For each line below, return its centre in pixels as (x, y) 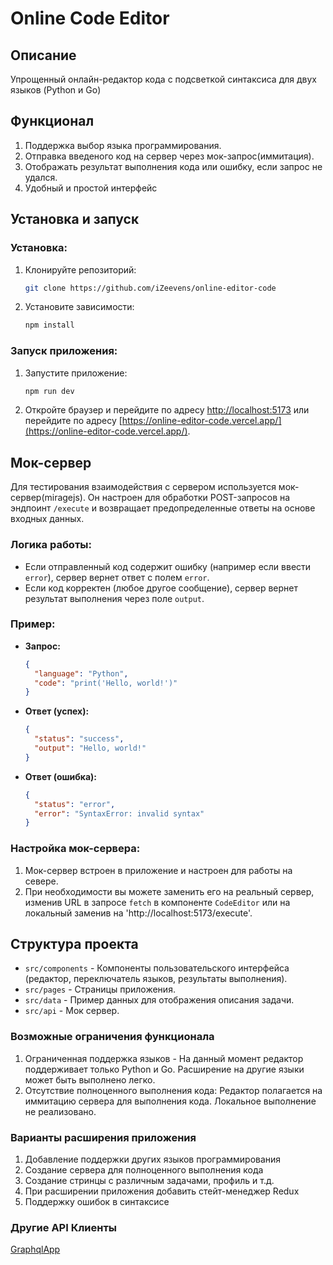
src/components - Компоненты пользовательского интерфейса (157, 968)
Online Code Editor (90, 18)
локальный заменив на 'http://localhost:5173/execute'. (138, 913)
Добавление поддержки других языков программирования (153, 1159)
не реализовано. (60, 1111)
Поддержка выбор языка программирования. (123, 145)
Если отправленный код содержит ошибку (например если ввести (168, 566)
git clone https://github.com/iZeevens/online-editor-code (150, 288)
